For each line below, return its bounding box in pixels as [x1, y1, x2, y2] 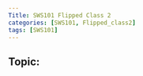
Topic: [8, 55, 40, 68]
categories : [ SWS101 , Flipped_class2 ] [8, 19, 136, 27]
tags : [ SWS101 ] [8, 26, 58, 34]
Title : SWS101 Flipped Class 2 [8, 11, 111, 20]
